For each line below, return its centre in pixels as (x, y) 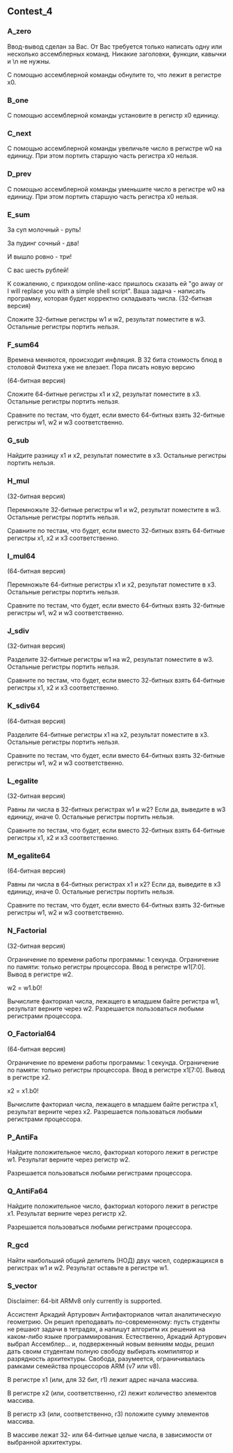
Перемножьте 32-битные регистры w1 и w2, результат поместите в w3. (114, 509)
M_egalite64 (29, 855)
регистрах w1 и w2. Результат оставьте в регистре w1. (88, 1268)
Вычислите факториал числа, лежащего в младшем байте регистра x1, (113, 1104)
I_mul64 (22, 556)
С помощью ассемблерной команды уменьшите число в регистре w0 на (116, 189)
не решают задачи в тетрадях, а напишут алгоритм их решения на (106, 1329)
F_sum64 (23, 344)
